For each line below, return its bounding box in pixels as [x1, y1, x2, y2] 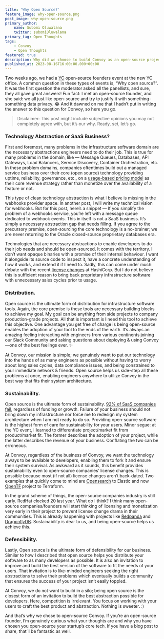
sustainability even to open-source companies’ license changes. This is [5, 468, 149, 474]
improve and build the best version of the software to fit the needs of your [5, 563, 154, 569]
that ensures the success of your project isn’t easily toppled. [5, 578, 127, 584]
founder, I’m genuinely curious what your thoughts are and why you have [5, 618, 152, 624]
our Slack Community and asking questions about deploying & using [5, 337, 143, 342]
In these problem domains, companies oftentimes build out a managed [5, 165, 147, 171]
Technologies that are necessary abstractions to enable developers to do [5, 241, 152, 247]
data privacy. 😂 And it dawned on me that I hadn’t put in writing [27, 101, 156, 107]
